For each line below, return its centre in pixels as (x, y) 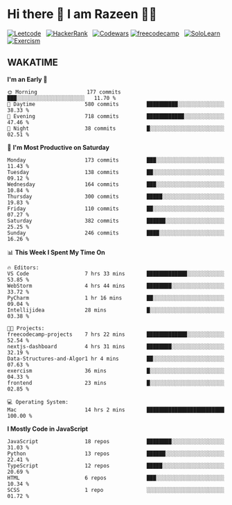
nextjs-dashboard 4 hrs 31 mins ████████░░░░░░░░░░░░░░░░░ (116, 346)
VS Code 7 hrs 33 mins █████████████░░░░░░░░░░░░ (116, 273)
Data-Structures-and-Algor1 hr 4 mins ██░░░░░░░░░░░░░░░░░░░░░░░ (116, 359)
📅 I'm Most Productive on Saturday (58, 147)
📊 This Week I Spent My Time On (56, 252)
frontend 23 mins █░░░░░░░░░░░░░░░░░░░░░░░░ (116, 383)
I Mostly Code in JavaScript (48, 429)
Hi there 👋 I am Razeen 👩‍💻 (82, 14)
